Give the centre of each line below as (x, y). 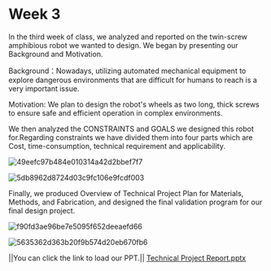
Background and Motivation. (56, 54)
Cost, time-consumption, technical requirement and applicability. (117, 146)
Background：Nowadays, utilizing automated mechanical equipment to (127, 71)
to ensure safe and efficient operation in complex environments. (116, 113)
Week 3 (35, 14)
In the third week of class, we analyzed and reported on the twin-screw (128, 37)
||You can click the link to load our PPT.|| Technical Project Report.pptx (127, 258)
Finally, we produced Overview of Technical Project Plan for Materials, (126, 193)
